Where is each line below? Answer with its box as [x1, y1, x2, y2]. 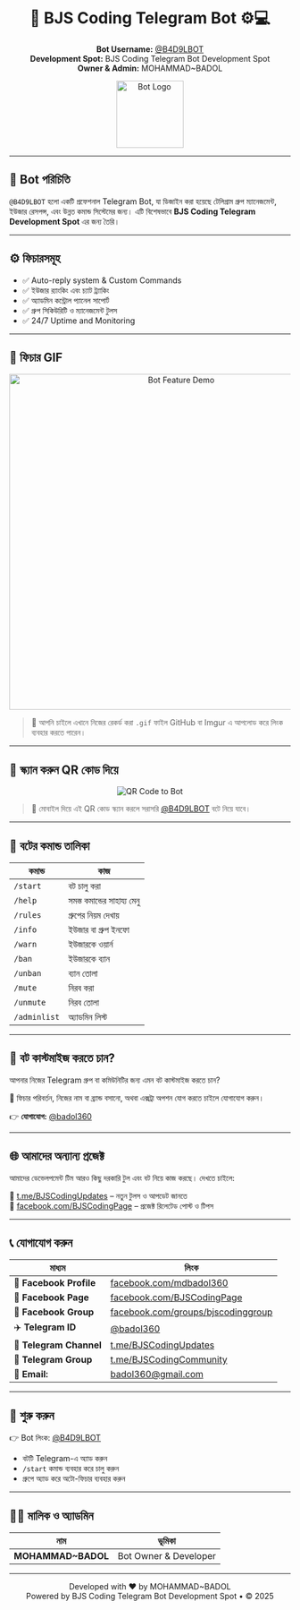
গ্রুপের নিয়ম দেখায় [68, 909, 120, 921]
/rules [13, 911, 42, 920]
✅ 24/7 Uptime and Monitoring [21, 315, 136, 326]
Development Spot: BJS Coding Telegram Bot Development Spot [29, 53, 271, 64]
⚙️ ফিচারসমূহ [9, 251, 61, 266]
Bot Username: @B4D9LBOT [96, 43, 204, 55]
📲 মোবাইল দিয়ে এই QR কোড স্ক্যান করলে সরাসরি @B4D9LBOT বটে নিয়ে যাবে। [30, 803, 252, 814]
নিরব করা [68, 982, 95, 994]
